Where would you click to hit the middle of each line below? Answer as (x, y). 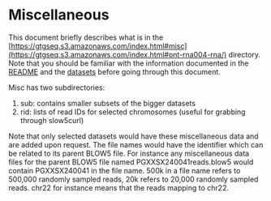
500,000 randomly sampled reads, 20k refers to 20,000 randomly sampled (133, 179)
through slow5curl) (52, 120)
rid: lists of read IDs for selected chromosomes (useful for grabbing (133, 112)
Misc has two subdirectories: (57, 88)
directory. (245, 54)
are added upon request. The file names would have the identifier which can (136, 144)
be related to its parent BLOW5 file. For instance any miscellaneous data (129, 153)
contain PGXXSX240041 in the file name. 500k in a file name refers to (125, 170)
